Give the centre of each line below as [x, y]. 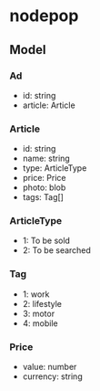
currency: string [53, 376]
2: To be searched [56, 250]
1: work [36, 294]
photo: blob [44, 187]
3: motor [39, 313]
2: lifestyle [42, 303]
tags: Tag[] [43, 197]
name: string [46, 159]
